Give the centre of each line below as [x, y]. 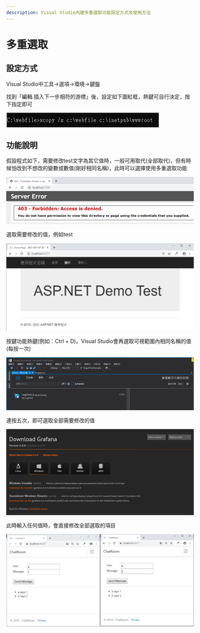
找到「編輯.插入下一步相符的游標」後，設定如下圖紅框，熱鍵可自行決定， [96, 96]
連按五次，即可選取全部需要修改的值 [51, 420]
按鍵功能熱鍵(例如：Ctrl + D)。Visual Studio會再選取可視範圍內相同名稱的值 [99, 341]
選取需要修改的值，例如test [40, 235]
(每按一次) [19, 348]
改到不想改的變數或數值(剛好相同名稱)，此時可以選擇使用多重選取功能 [102, 168]
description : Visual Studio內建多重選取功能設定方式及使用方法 [79, 13]
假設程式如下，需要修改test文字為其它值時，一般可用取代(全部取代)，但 [93, 161]
